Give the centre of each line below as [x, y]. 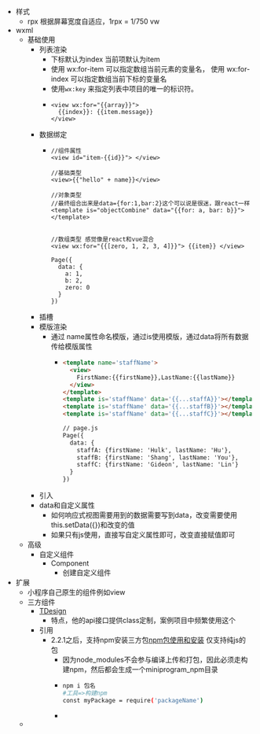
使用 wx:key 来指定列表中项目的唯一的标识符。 [125, 89]
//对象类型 [66, 195]
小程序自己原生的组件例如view [76, 592]
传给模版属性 [71, 346]
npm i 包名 [79, 686]
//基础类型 [66, 173]
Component [70, 563]
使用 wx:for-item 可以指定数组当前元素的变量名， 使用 [138, 69]
